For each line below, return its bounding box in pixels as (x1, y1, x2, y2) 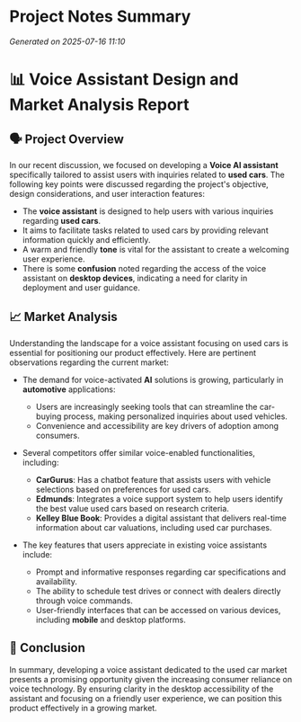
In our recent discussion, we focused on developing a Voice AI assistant (9, 159, 279, 170)
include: (22, 548, 52, 559)
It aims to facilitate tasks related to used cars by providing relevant (22, 225, 269, 236)
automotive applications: (22, 384, 116, 395)
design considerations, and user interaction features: (9, 188, 205, 199)
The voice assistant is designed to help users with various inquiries (22, 205, 274, 217)
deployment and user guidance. (22, 281, 141, 293)
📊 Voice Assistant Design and (9, 69, 239, 90)
